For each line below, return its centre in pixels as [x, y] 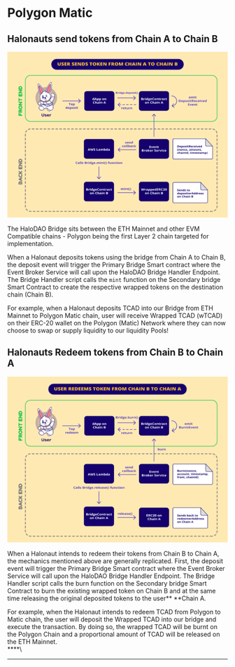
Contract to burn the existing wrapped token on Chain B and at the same [112, 591]
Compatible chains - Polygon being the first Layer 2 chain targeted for [108, 236]
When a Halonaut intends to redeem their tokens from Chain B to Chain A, [113, 554]
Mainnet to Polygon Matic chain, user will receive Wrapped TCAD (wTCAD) [115, 315]
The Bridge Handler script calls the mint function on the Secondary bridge [114, 279]
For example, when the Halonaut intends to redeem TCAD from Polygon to [114, 612]
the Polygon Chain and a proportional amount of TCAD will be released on [114, 634]
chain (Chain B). [30, 294]
